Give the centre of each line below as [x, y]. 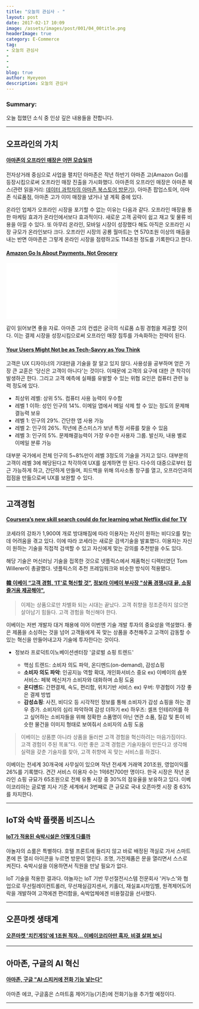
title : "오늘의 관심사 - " [36, 12]
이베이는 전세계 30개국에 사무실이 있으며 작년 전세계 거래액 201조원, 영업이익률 [97, 765]
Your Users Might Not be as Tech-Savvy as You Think [73, 349]
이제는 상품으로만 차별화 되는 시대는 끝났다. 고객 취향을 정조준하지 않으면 [104, 605]
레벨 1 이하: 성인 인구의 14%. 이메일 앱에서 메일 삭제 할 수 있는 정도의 [94, 406]
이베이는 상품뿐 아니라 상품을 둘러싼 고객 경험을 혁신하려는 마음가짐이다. [104, 737]
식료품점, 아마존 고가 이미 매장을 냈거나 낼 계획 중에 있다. [78, 197]
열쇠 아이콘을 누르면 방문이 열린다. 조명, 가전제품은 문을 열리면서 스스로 [105, 858]
